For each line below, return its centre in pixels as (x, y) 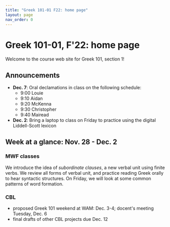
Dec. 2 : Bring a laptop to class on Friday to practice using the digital (84, 120)
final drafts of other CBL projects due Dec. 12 (60, 219)
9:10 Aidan (31, 98)
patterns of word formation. (34, 184)
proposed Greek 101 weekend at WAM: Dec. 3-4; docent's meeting (83, 209)
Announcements (33, 75)
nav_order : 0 (19, 19)
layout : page (19, 15)
